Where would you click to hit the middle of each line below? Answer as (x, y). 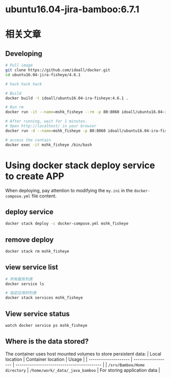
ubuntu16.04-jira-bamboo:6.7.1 (72, 9)
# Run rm (15, 107)
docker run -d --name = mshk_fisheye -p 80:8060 (55, 131)
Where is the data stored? (47, 341)
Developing (24, 53)
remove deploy (30, 240)
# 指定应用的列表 (21, 293)
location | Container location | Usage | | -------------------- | (69, 359)
